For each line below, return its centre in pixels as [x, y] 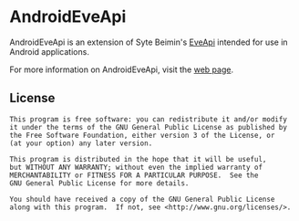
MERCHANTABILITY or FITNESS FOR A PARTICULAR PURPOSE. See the [134, 175]
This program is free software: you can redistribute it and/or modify [148, 119]
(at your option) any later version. [81, 143]
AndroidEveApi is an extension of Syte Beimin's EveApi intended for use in [149, 42]
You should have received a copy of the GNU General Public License [142, 199]
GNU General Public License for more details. [99, 183]
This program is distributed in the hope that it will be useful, [138, 159]
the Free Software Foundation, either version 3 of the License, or [142, 135]
